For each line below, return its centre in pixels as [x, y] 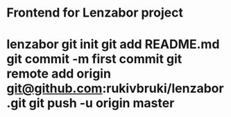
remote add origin [59, 74]
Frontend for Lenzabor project [95, 13]
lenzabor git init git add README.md [113, 45]
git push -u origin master [102, 103]
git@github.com [54, 89]
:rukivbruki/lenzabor [163, 89]
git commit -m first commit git [94, 59]
